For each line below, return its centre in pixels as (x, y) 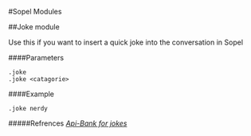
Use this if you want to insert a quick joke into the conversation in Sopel (126, 42)
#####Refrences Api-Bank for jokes (68, 123)
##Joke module (34, 27)
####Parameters (36, 58)
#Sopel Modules (35, 12)
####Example (31, 94)
